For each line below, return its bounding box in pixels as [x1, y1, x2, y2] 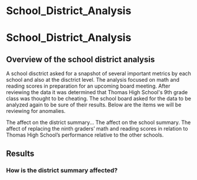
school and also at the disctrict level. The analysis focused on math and [6, 76, 179, 84]
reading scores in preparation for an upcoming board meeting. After [6, 82, 171, 89]
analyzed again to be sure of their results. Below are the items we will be [6, 101, 182, 108]
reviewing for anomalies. [6, 108, 66, 115]
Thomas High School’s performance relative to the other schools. [6, 131, 164, 139]
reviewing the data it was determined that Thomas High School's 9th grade [6, 89, 188, 96]
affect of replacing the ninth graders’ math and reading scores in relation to [6, 125, 188, 132]
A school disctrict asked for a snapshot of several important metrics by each [6, 70, 191, 77]
